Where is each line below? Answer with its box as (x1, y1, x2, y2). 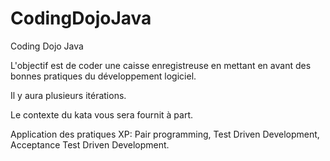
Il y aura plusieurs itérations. (10, 89, 127, 101)
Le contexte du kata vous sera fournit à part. (10, 108, 194, 121)
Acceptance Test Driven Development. (10, 138, 170, 151)
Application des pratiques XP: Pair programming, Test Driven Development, (10, 128, 320, 140)
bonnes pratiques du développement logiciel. (10, 70, 197, 82)
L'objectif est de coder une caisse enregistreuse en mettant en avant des (10, 59, 312, 71)
